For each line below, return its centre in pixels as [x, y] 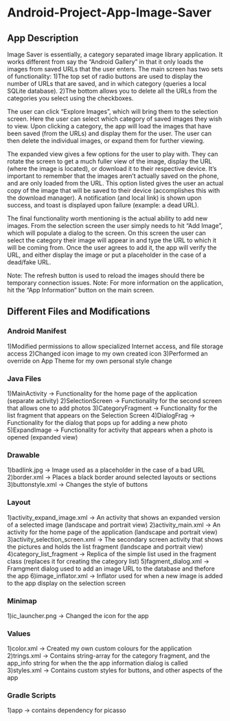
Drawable [23, 455]
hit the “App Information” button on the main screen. [81, 290]
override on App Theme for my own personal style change [90, 360]
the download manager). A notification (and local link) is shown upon [104, 198]
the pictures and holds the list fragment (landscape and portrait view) [105, 547]
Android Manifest [37, 331]
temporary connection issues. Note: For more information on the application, [115, 283]
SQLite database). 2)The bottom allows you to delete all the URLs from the [112, 91]
